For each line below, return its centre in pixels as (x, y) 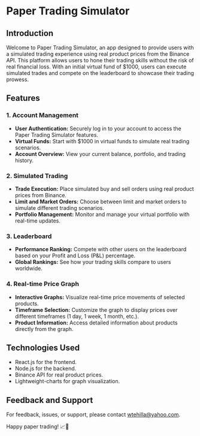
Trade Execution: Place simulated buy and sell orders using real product (104, 189)
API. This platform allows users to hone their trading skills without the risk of (100, 60)
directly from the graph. (44, 329)
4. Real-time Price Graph (43, 284)
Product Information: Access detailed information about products (96, 323)
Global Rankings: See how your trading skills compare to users (93, 262)
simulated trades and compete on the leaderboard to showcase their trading (100, 73)
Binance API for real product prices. (59, 375)
